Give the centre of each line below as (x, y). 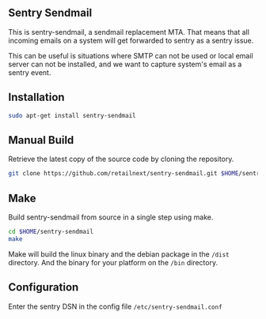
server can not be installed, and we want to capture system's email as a (125, 64)
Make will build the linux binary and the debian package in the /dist (119, 254)
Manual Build (41, 140)
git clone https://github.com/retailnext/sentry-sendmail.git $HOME (123, 174)
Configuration (44, 287)
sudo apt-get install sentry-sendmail (72, 115)
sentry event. (30, 72)
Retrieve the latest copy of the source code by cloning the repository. (121, 159)
